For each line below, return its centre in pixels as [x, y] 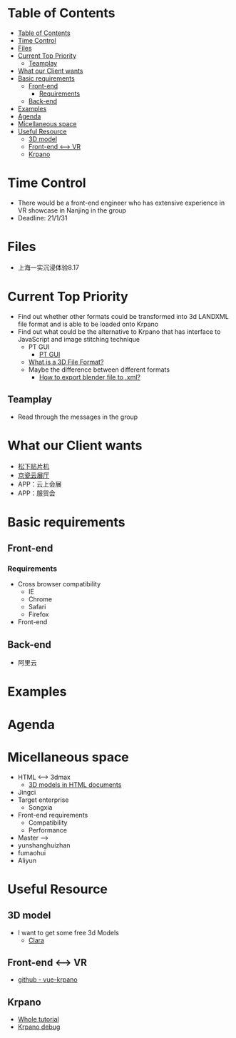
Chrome [40, 599]
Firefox [39, 614]
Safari [37, 607]
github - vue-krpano [47, 980]
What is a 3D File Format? [66, 362]
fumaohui [32, 853]
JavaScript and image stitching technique [79, 339]
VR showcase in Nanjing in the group [72, 210]
